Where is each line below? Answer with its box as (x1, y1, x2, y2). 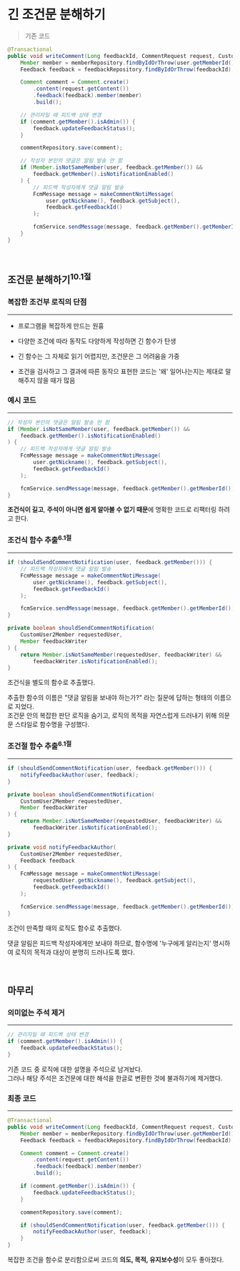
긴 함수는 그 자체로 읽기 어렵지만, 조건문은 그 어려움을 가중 (17, 352, 180, 360)
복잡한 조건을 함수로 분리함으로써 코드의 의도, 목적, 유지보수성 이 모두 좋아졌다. (7, 1255, 224, 1264)
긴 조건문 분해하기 (7, 6, 106, 23)
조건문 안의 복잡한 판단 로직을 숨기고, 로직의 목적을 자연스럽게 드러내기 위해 (7, 711, 217, 720)
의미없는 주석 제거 (7, 1007, 66, 1017)
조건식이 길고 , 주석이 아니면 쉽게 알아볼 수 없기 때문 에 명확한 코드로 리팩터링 (7, 505, 217, 514)
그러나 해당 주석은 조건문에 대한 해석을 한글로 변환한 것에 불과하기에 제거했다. (7, 1074, 223, 1082)
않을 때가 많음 (36, 376, 76, 385)
